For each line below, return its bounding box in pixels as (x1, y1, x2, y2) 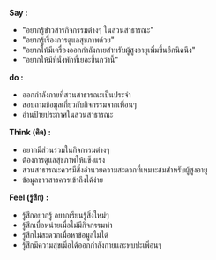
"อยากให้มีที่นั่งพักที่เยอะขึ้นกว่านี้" (21, 55, 119, 65)
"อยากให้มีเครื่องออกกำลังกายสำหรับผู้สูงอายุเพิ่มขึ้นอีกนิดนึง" (21, 44, 196, 55)
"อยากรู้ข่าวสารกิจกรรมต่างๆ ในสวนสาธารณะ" (21, 25, 154, 34)
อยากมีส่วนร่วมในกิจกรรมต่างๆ (21, 145, 110, 155)
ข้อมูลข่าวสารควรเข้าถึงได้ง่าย (21, 174, 104, 185)
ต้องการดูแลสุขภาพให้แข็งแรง (21, 155, 106, 164)
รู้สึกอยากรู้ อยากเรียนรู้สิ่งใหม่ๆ (21, 210, 110, 220)
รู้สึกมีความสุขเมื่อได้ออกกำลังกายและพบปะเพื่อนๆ (21, 240, 162, 250)
